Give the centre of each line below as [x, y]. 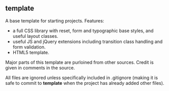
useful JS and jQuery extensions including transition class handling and [88, 41]
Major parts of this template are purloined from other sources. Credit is [79, 62]
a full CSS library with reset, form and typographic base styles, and [83, 31]
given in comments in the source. [40, 67]
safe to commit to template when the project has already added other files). [85, 83]
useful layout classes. [35, 36]
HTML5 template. [31, 52]
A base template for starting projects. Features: [55, 20]
